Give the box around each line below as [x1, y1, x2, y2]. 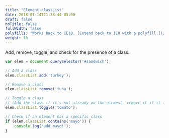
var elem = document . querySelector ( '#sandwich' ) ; [5, 59, 112, 64]
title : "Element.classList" [5, 7, 64, 13]
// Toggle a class [5, 96, 44, 101]
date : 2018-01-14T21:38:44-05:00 [5, 12, 75, 17]
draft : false [5, 17, 33, 22]
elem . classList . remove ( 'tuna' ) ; [5, 87, 73, 92]
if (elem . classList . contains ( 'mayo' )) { [5, 119, 92, 124]
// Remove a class [5, 82, 44, 87]
